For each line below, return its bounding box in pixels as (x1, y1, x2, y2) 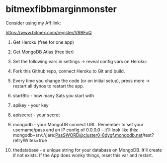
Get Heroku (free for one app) (12, 39, 74, 45)
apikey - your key (12, 102, 49, 108)
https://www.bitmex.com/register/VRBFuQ (5, 29, 92, 35)
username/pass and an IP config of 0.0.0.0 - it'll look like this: (12, 127, 139, 133)
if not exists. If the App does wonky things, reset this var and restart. (12, 152, 153, 158)
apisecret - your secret (12, 112, 60, 118)
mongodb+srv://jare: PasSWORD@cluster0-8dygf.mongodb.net (12, 132, 143, 138)
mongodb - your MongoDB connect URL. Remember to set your (12, 121, 144, 127)
